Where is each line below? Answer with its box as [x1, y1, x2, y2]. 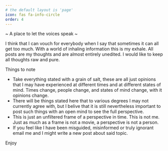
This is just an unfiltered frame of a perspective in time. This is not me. [12, 114, 160, 120]
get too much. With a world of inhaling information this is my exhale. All [5, 46, 153, 52]
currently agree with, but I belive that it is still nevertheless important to [12, 103, 161, 109]
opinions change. [12, 92, 49, 99]
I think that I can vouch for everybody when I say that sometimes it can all [5, 41, 159, 47]
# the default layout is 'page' [5, 7, 73, 13]
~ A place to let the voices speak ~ [5, 31, 78, 37]
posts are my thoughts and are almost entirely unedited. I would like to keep [5, 51, 163, 57]
